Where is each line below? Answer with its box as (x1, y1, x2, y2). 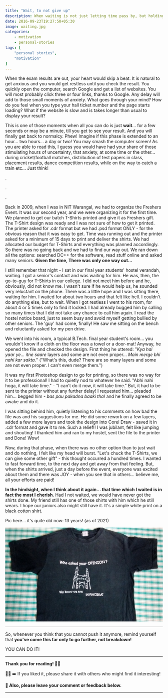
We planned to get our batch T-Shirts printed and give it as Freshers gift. (5, 215, 154, 221)
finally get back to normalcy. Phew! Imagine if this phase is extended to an (5, 133, 158, 139)
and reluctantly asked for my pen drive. (5, 326, 86, 332)
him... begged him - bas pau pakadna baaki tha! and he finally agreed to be (5, 393, 161, 399)
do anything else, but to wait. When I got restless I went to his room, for (5, 299, 152, 305)
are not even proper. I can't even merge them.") (5, 362, 103, 369)
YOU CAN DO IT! (5, 646, 40, 652)
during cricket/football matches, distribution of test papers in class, (5, 155, 143, 161)
